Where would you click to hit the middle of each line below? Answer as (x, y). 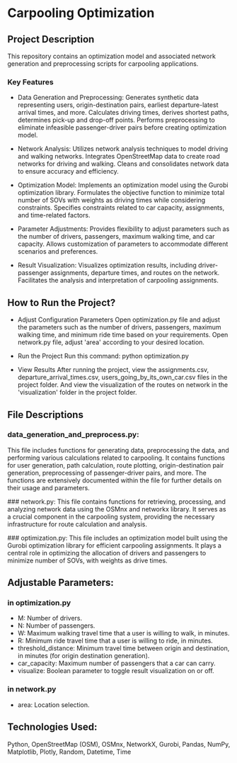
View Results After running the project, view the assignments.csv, (113, 370)
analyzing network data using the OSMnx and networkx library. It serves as (117, 509)
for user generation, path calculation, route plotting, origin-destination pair (116, 465)
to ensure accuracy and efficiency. (68, 171)
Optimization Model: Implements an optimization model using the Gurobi (123, 185)
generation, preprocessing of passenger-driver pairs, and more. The (107, 473)
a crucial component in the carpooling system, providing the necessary (111, 516)
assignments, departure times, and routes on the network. (135, 273)
